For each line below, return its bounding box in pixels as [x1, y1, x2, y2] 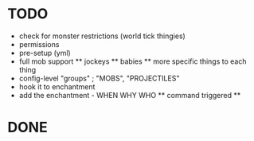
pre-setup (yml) [18, 48, 71, 57]
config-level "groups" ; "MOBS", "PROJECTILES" [18, 73, 180, 83]
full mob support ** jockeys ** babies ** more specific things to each [18, 57, 247, 66]
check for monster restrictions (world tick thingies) [18, 31, 186, 41]
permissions [18, 39, 60, 49]
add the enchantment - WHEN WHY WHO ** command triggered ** [18, 90, 241, 100]
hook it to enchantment [18, 81, 96, 92]
